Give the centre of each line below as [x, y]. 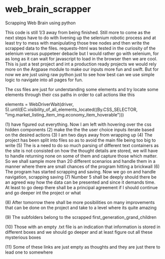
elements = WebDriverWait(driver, [39, 104]
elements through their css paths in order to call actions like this [70, 95]
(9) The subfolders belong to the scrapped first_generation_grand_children [81, 217]
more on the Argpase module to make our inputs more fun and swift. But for [82, 69]
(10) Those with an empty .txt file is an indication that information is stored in [83, 227]
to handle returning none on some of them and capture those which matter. [81, 156]
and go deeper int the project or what [43, 193]
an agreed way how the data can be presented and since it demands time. [80, 182]
